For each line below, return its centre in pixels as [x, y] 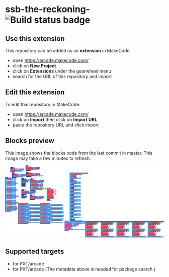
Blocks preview [30, 141]
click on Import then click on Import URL [55, 119]
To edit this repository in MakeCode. [43, 104]
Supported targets [35, 252]
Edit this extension [35, 92]
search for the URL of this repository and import [62, 76]
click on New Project [34, 66]
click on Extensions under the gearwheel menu [62, 71]
